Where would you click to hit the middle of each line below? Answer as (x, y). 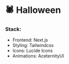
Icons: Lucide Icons (32, 50)
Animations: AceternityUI (38, 56)
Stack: (13, 29)
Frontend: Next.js (30, 40)
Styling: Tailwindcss (33, 45)
